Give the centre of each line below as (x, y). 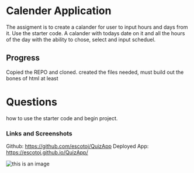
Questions (32, 102)
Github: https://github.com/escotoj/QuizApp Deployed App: (77, 146)
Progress (23, 58)
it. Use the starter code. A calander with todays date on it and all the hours (96, 33)
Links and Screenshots (39, 133)
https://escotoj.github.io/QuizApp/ (47, 152)
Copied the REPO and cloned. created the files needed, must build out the (95, 72)
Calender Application (59, 11)
